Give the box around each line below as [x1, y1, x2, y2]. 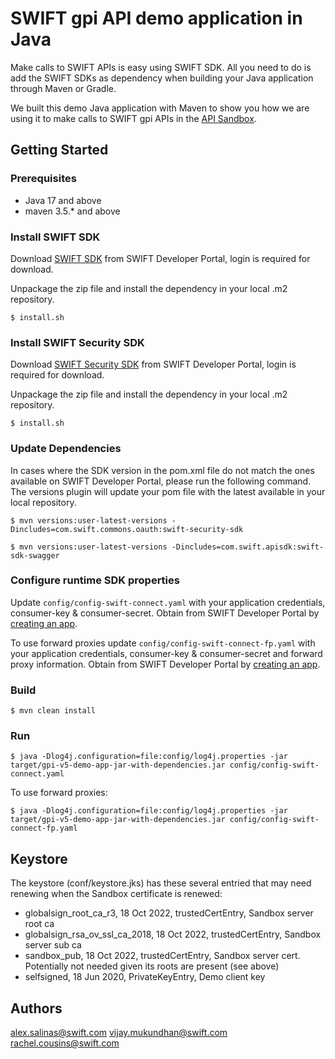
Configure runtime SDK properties [10, 573, 180, 587]
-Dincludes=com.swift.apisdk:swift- [171, 542, 325, 552]
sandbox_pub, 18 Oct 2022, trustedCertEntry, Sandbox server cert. [24, 950, 301, 962]
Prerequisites [10, 172, 77, 186]
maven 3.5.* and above [24, 205, 121, 217]
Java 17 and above [24, 194, 102, 206]
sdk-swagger [10, 550, 60, 561]
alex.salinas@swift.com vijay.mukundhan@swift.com [10, 1027, 228, 1039]
